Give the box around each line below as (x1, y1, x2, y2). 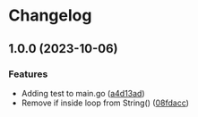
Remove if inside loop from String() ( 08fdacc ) (21, 97, 190, 108)
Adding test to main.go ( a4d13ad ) (21, 88, 145, 98)
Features (8, 68, 48, 80)
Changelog (8, 5, 92, 26)
